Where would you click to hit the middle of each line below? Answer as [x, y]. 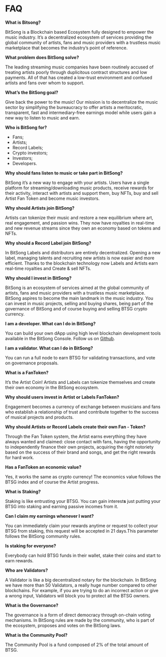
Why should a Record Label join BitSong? [48, 243]
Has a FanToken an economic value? [43, 467]
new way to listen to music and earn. [43, 118]
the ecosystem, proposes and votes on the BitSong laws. [63, 625]
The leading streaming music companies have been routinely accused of [79, 67]
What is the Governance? [32, 605]
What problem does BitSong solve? [42, 57]
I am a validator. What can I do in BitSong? [49, 348]
